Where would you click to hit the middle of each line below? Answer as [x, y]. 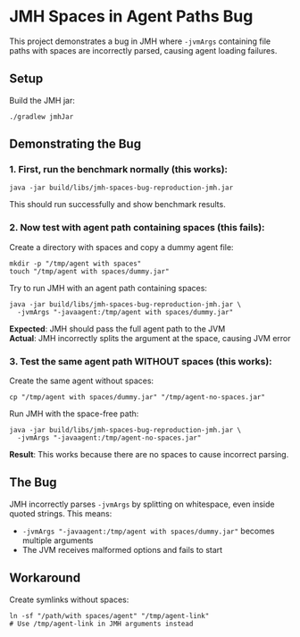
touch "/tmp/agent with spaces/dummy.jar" [89, 271]
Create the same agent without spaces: [82, 381]
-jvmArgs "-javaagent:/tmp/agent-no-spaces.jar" [109, 438]
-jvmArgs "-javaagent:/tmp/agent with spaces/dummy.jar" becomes [148, 531]
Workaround [45, 578]
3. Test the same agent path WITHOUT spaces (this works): [141, 361]
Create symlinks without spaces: [69, 599]
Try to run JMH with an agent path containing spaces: [108, 288]
